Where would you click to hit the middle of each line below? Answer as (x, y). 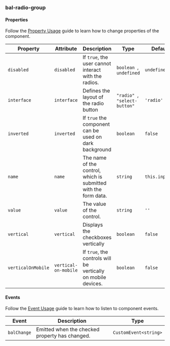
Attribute (66, 49)
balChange (19, 333)
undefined (128, 73)
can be (91, 131)
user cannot (97, 64)
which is (93, 177)
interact (92, 70)
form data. (95, 196)
